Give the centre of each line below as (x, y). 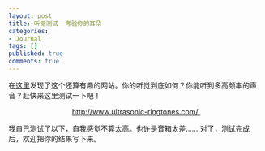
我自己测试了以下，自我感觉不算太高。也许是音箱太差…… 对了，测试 (122, 128)
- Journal (25, 39)
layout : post (30, 16)
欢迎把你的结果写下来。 (62, 138)
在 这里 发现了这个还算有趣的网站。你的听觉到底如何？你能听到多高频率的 (129, 85)
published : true (36, 54)
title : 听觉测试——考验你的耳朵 (55, 24)
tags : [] (23, 46)
